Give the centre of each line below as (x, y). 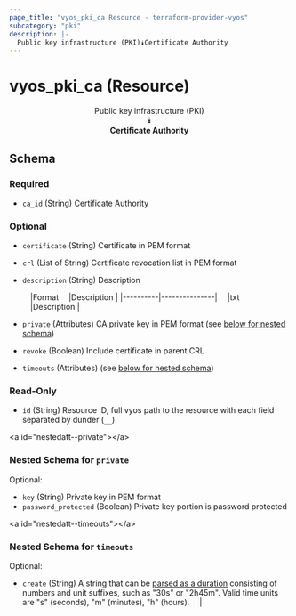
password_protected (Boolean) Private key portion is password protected (154, 506)
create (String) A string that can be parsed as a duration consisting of (149, 583)
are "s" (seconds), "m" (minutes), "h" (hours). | (112, 603)
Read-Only (33, 391)
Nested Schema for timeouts (72, 547)
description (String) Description (81, 280)
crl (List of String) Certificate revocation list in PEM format (129, 263)
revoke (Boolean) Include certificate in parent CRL (113, 351)
